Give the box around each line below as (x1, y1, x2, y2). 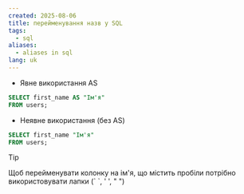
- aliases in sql (15, 49, 73, 57)
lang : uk (8, 57, 37, 65)
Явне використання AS (19, 77, 98, 88)
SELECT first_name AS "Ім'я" (8, 93, 105, 101)
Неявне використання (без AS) (19, 115, 125, 125)
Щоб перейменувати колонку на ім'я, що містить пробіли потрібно (8, 168, 237, 178)
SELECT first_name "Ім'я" (8, 131, 94, 139)
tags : (8, 26, 26, 34)
